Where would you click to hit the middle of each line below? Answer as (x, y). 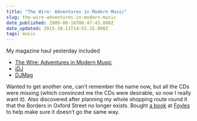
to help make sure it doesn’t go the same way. (63, 112)
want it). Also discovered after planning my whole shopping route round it (97, 100)
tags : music (21, 34)
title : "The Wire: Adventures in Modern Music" (67, 12)
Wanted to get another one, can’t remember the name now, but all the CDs (98, 86)
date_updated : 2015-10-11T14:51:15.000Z (57, 28)
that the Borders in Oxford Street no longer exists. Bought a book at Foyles (98, 106)
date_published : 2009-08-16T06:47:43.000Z (60, 23)
